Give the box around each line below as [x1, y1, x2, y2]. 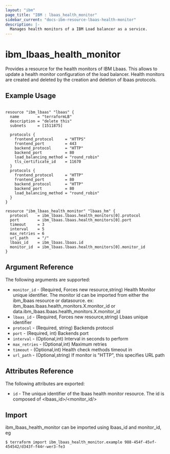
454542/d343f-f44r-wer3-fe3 [5, 444, 66, 449]
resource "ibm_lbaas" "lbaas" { [5, 109, 74, 115]
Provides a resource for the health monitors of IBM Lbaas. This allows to [5, 66, 158, 72]
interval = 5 [10, 226, 45, 232]
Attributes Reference [5, 367, 74, 375]
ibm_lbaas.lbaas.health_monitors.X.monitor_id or [12, 302, 116, 309]
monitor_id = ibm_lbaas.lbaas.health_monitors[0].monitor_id [10, 244, 145, 250]
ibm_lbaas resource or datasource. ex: [12, 297, 94, 304]
